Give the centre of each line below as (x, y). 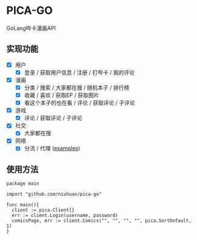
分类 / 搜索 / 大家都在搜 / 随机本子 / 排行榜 (77, 87)
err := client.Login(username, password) (65, 216)
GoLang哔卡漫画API (31, 28)
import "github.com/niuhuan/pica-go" (54, 195)
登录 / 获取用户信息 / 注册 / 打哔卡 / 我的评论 (79, 72)
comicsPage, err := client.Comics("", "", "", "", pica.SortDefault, (102, 221)
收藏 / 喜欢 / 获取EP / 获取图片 (61, 95)
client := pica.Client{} (43, 210)
